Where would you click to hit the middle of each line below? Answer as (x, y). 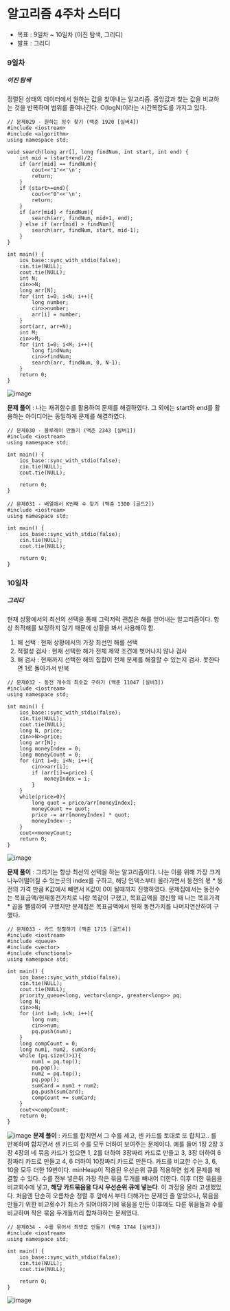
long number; (50, 302)
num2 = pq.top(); (56, 1074)
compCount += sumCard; (64, 1098)
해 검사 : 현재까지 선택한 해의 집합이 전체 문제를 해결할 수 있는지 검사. (109, 659)
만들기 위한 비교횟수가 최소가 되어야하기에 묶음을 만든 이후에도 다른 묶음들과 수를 (115, 1204)
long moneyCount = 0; (50, 755)
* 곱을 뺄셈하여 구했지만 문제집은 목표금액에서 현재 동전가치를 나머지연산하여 (110, 906)
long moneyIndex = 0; (50, 748)
